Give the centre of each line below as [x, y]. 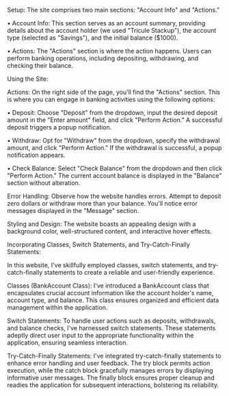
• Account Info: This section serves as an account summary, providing [106, 23]
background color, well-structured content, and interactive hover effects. [109, 231]
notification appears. [36, 155]
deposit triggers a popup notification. [59, 127]
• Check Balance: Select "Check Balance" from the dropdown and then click [114, 168]
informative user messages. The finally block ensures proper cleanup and [111, 378]
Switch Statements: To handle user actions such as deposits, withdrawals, [111, 321]
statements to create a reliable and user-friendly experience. [130, 272]
